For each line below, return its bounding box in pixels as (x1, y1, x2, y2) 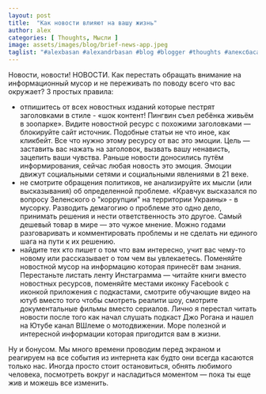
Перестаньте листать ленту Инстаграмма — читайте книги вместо (19, 271, 247, 279)
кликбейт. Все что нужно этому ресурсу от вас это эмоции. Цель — (19, 136, 251, 145)
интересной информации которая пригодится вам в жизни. (19, 329, 222, 339)
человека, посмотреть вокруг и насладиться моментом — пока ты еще (8, 369, 251, 379)
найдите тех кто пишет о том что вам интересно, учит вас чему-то (19, 245, 245, 254)
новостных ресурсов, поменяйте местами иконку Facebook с (19, 278, 230, 288)
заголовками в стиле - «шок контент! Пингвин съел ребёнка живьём (19, 111, 254, 119)
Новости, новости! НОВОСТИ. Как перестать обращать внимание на (8, 70, 241, 79)
